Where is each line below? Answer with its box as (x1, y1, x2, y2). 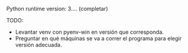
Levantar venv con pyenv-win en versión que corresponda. (15, 28, 164, 36)
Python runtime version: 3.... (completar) (6, 5, 109, 12)
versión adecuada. (15, 42, 62, 48)
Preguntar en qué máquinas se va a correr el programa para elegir (15, 35, 182, 42)
